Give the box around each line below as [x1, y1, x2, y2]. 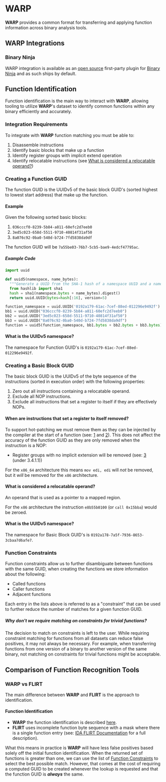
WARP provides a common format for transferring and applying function [5, 19, 152, 25]
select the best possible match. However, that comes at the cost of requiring [5, 761, 161, 767]
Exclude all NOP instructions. [12, 393, 72, 399]
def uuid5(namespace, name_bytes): [5, 277, 79, 282]
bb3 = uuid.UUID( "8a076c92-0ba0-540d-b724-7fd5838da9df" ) [5, 318, 127, 323]
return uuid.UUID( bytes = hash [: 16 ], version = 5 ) [9, 295, 107, 300]
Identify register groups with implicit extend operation [12, 152, 122, 158]
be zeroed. [5, 509, 27, 515]
